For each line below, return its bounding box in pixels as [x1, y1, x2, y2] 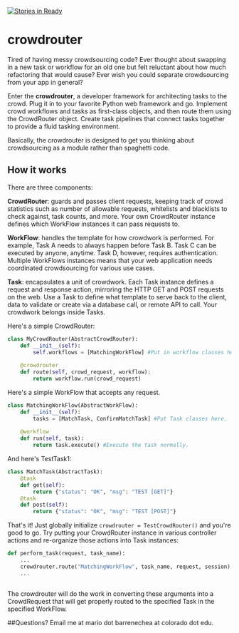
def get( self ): [20, 481, 65, 488]
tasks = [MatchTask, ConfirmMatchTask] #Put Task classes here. [33, 415, 228, 422]
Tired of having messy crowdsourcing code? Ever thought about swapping [7, 55, 226, 63]
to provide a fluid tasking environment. [7, 122, 121, 130]
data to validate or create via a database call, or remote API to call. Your [7, 300, 218, 309]
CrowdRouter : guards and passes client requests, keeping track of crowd [7, 197, 223, 205]
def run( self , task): [20, 435, 84, 442]
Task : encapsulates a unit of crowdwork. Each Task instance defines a [7, 277, 214, 286]
